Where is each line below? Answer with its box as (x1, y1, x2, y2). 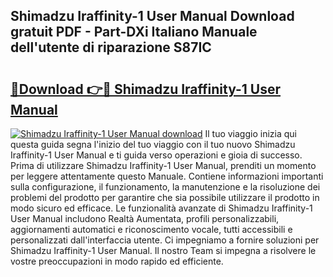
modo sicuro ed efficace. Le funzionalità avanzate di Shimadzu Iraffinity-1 (10, 202, 313, 214)
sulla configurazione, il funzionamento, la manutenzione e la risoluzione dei (10, 181, 321, 193)
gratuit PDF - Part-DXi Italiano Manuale (10, 24, 258, 41)
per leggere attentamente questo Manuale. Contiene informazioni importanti (10, 170, 324, 182)
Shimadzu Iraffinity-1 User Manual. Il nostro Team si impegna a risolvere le (10, 245, 317, 256)
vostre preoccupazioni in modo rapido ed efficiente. (10, 255, 224, 267)
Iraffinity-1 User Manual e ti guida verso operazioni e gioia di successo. (10, 149, 303, 161)
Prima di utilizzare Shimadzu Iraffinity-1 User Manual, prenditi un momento (10, 160, 317, 171)
